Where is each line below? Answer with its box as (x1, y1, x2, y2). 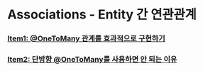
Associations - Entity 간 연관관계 (7, 6, 197, 23)
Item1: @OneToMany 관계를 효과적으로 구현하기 (7, 33, 165, 43)
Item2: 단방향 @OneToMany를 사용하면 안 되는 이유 (7, 55, 177, 65)
